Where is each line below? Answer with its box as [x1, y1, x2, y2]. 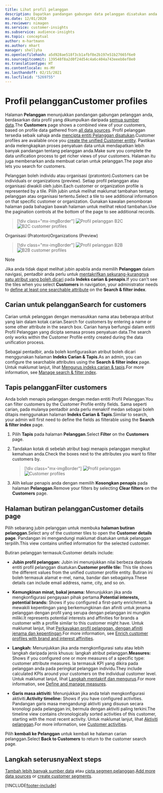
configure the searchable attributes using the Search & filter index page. [5, 359, 151, 365]
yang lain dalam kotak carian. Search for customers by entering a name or [5, 319, 152, 324]
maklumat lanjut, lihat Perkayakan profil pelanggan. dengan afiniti [12, 625, 143, 631]
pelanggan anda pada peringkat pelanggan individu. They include [12, 665, 142, 672]
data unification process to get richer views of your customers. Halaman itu [5, 153, 156, 159]
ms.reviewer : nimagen [5, 20, 49, 26]
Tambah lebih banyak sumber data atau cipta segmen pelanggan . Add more [5, 768, 156, 774]
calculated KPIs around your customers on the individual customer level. [12, 671, 157, 677]
